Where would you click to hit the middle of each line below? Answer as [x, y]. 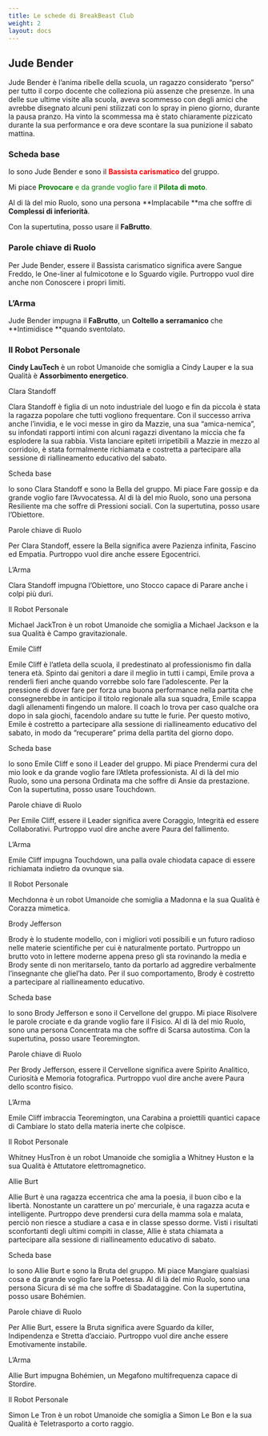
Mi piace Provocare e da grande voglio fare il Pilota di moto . [108, 187]
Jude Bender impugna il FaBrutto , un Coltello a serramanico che [116, 321]
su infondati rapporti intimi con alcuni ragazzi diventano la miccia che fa [127, 432]
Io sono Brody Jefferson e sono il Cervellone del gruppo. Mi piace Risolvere [133, 1013]
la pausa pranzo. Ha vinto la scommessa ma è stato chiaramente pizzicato [131, 116]
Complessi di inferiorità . [49, 211]
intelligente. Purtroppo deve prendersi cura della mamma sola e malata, [126, 1214]
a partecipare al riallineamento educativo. [77, 982]
